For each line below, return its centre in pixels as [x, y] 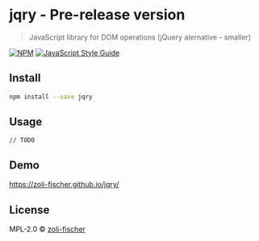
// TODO [22, 140]
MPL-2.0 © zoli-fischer [47, 229]
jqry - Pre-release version [97, 15]
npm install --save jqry [51, 97]
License [29, 210]
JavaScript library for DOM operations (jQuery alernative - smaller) [140, 37]
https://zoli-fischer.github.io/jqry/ [64, 185]
